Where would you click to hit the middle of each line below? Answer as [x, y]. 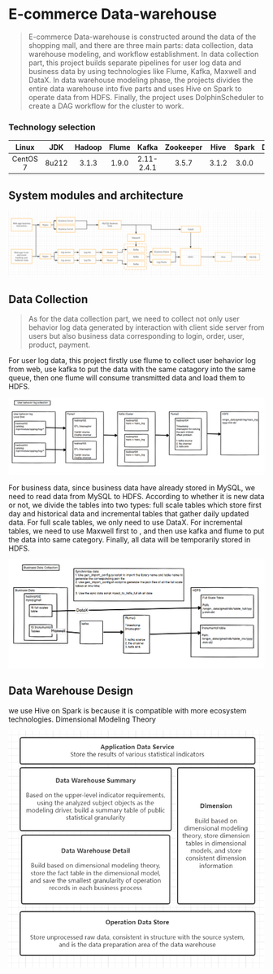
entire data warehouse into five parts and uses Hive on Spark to [135, 88]
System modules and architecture [96, 195]
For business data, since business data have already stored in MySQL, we [132, 487]
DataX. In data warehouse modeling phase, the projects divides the [141, 80]
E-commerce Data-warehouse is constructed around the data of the [142, 37]
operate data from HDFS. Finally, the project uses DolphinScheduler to [146, 97]
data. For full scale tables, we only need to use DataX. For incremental [126, 522]
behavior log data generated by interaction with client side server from [146, 327]
